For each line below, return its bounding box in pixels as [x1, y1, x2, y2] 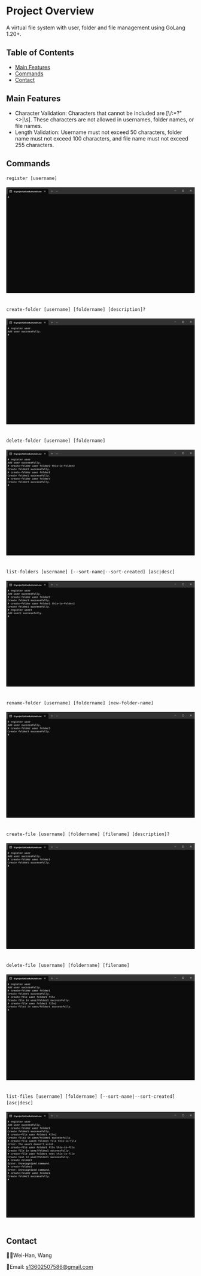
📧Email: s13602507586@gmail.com [6, 1263, 94, 1271]
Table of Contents [6, 48, 75, 58]
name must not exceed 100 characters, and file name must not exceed [14, 135, 188, 142]
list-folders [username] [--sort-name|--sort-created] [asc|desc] [6, 569, 175, 575]
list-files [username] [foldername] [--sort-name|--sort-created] [6, 1094, 175, 1100]
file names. [14, 122, 42, 129]
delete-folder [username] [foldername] [6, 438, 106, 444]
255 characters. [14, 141, 54, 148]
